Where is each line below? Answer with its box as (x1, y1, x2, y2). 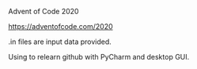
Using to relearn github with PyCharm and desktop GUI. (8, 53, 190, 61)
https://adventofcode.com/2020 (8, 22, 113, 31)
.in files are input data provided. (8, 37, 112, 46)
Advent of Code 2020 (8, 7, 79, 16)
